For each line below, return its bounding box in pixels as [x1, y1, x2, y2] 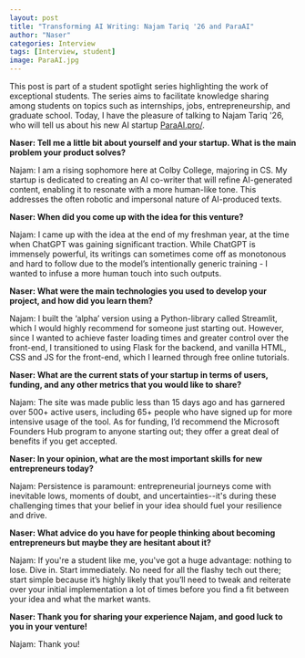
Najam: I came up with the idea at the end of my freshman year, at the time [9, 229, 290, 240]
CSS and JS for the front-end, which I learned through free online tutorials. [9, 352, 290, 362]
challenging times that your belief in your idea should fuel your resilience [9, 500, 282, 511]
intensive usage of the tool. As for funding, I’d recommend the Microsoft [9, 416, 280, 427]
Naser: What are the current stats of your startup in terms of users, [9, 370, 269, 380]
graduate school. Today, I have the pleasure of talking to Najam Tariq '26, [9, 110, 284, 120]
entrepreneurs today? [9, 463, 94, 474]
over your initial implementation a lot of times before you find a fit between [9, 584, 290, 594]
